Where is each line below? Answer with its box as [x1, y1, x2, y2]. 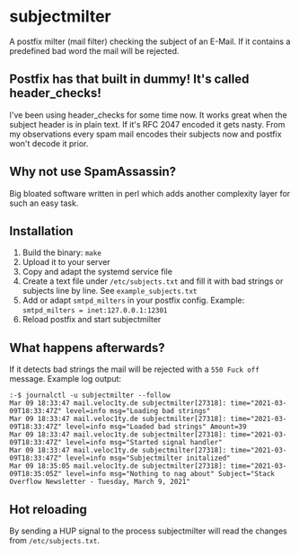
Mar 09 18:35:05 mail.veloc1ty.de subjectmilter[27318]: [9, 462, 227, 471]
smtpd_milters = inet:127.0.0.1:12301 [22, 306, 168, 315]
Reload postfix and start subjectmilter [22, 314, 162, 325]
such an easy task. [9, 198, 79, 208]
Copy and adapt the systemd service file [22, 267, 173, 277]
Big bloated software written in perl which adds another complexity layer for [9, 188, 291, 198]
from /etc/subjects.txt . [9, 535, 101, 545]
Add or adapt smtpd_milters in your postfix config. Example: [22, 295, 245, 306]
